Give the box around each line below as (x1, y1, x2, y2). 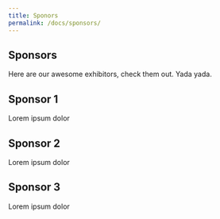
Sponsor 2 (8, 136, 61, 150)
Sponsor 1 (8, 92, 59, 106)
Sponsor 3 (8, 180, 61, 194)
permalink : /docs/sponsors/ (8, 19, 102, 27)
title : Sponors (8, 11, 59, 20)
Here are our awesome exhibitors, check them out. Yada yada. (8, 69, 212, 79)
